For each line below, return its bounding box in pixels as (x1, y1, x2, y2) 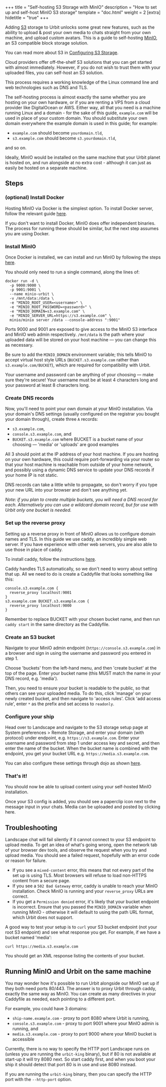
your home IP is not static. (5, 472, 58, 478)
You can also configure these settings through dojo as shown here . (5, 760, 142, 766)
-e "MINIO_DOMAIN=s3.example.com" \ (9, 309, 85, 314)
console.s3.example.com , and (12, 431, 72, 437)
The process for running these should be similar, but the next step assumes (5, 225, 159, 231)
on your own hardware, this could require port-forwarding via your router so (5, 456, 160, 462)
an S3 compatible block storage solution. (5, 40, 89, 46)
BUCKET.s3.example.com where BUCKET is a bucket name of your (12, 436, 143, 442)
